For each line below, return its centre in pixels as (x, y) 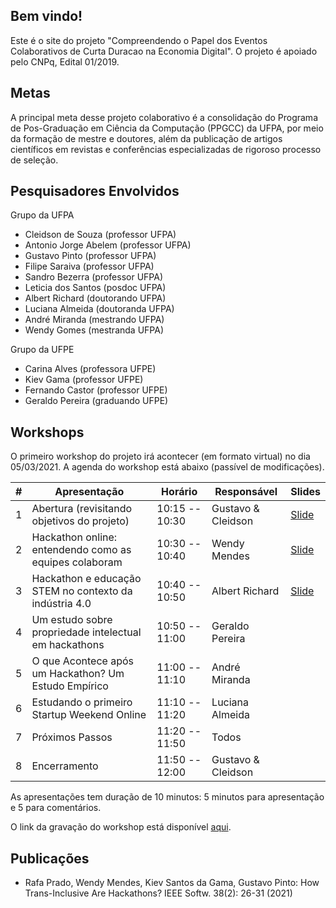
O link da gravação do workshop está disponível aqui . (121, 827)
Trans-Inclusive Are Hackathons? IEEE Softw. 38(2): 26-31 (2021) (158, 893)
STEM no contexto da (82, 591)
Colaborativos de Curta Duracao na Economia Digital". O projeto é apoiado (164, 51)
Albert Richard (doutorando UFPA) (95, 298)
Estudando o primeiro (82, 702)
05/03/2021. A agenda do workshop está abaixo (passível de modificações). (167, 467)
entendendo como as (81, 550)
